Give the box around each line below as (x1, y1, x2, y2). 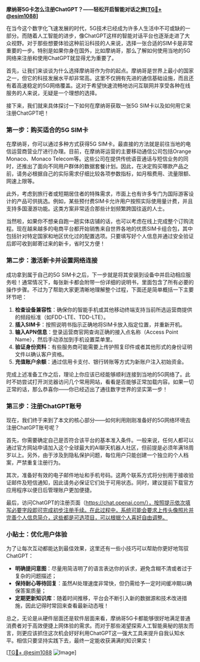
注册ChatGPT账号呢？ (6, 423, 60, 431)
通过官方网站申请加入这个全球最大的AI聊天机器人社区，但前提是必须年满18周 (6, 444, 194, 451)
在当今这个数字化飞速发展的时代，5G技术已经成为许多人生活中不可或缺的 (6, 25, 186, 32)
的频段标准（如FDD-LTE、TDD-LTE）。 (14, 313, 109, 321)
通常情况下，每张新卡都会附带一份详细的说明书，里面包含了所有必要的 (21, 278, 194, 285)
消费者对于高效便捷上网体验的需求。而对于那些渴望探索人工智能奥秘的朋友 (6, 622, 189, 629)
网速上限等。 (6, 178, 37, 185)
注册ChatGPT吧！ (6, 109, 49, 117)
